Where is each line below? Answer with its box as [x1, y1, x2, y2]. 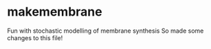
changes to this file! [7, 33, 63, 42]
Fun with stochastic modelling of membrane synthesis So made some [7, 27, 204, 35]
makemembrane [7, 4, 102, 20]
